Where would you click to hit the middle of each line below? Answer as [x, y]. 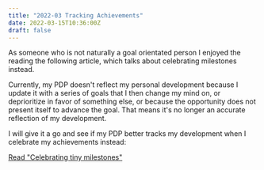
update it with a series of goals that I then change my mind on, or [115, 93]
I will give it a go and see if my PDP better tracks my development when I [127, 134]
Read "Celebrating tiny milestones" [65, 157]
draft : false [30, 30]
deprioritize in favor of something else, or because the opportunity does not [132, 102]
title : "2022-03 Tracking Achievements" [76, 15]
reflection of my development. [57, 119]
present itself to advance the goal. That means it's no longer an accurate [127, 110]
